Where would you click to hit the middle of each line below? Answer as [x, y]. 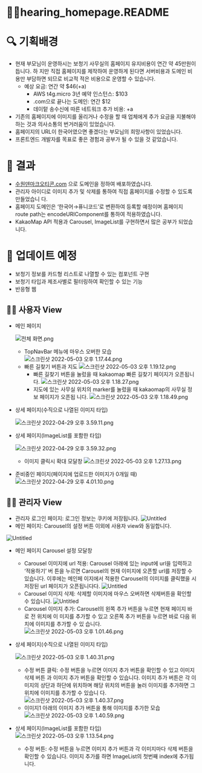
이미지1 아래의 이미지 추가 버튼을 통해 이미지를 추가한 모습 [92, 708]
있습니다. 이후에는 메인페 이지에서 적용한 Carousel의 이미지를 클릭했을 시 [110, 578]
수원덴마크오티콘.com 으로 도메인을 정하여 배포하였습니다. [83, 184]
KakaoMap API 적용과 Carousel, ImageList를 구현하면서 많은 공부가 [96, 222]
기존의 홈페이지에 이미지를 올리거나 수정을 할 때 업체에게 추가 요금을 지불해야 [106, 117]
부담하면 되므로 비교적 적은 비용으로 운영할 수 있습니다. [91, 79]
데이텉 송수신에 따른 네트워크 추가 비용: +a [83, 109]
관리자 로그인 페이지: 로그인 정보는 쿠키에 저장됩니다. [77, 518]
